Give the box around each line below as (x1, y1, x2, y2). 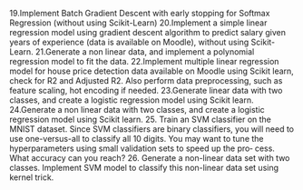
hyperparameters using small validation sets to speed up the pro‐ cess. (9, 143, 275, 154)
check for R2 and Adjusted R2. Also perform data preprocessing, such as (9, 75, 283, 85)
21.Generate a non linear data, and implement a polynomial (34, 46, 255, 57)
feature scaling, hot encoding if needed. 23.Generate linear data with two (9, 85, 283, 95)
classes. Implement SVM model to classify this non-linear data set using (9, 163, 279, 173)
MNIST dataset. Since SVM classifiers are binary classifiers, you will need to (9, 124, 295, 135)
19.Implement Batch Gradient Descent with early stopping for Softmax (9, 8, 270, 18)
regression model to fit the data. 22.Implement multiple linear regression (9, 56, 279, 66)
